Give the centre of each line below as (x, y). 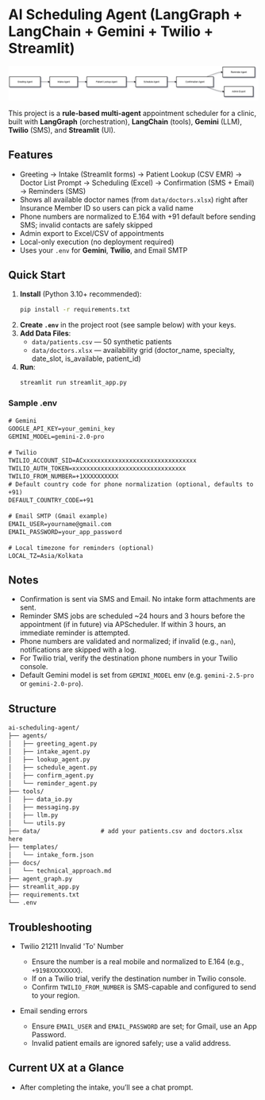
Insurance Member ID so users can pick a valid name (107, 207)
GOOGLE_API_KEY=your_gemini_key (61, 428)
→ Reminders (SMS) (53, 191)
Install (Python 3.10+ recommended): (81, 294)
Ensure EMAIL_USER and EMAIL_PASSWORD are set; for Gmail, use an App (144, 1026)
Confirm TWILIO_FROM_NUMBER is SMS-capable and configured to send (144, 986)
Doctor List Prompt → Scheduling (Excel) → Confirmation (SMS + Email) (137, 182)
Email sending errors (54, 1010)
